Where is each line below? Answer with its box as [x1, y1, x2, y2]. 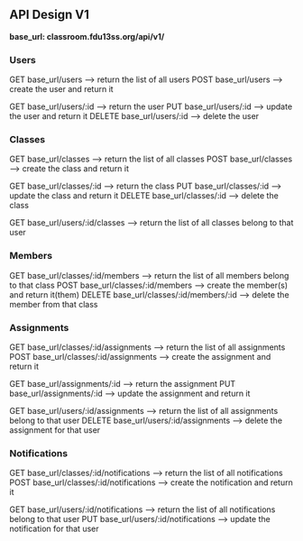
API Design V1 [9, 7, 90, 23]
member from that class [9, 298, 98, 309]
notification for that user [9, 523, 99, 535]
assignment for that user [9, 425, 101, 436]
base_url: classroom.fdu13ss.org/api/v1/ [9, 31, 165, 41]
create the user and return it [9, 84, 115, 95]
